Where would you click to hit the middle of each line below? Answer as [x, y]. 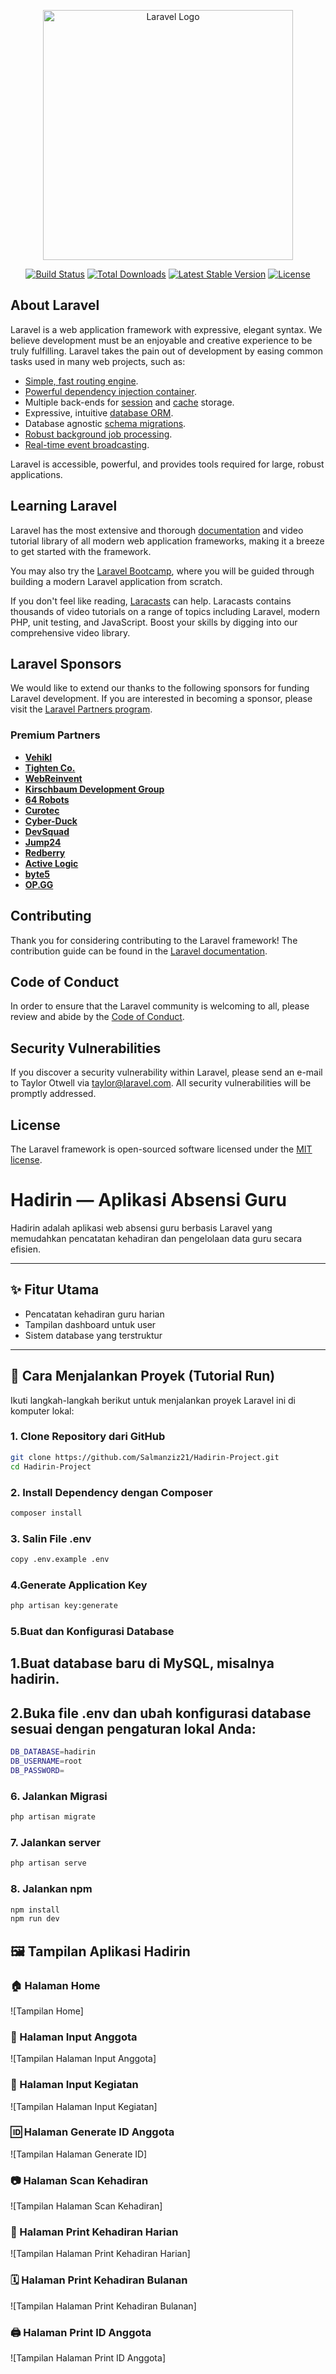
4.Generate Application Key [79, 1585]
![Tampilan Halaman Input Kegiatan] [84, 2106]
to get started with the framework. [81, 551]
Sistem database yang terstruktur [93, 1335]
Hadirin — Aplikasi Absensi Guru [148, 1200]
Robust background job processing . [98, 434]
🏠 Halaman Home [55, 1985]
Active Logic [51, 863]
